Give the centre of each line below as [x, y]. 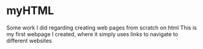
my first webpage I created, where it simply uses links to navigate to [92, 34]
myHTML [30, 11]
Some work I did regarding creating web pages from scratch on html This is [102, 28]
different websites [29, 40]
